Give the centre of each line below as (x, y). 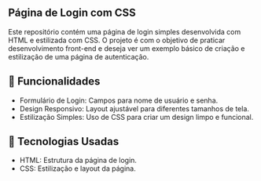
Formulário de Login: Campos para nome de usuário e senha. (119, 100)
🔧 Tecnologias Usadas (64, 141)
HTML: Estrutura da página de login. (78, 161)
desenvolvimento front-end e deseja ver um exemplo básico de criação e (127, 48)
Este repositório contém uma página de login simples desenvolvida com (125, 31)
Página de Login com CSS (72, 13)
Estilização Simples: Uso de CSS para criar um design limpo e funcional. (136, 117)
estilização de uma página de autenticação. (79, 56)
